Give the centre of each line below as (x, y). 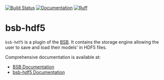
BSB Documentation (33, 67)
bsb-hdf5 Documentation (39, 72)
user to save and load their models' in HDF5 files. (56, 47)
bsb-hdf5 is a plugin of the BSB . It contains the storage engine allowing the (82, 42)
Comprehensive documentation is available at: (53, 57)
